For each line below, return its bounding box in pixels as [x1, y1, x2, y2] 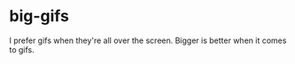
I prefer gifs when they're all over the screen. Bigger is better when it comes [9, 35, 287, 46]
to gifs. [9, 44, 35, 54]
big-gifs [9, 6, 69, 26]
